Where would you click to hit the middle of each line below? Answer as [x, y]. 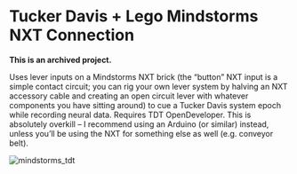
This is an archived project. [60, 59]
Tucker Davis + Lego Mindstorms [134, 16]
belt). [19, 143]
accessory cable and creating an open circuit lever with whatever [129, 96]
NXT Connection [72, 35]
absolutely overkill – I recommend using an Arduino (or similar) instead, [139, 124]
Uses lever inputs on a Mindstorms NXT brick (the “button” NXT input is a [144, 76]
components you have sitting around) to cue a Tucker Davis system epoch [145, 105]
